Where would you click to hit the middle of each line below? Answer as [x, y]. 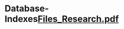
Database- [27, 9]
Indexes [21, 19]
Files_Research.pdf [78, 19]
